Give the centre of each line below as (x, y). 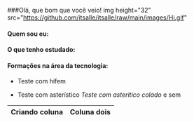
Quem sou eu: (28, 34)
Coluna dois (90, 112)
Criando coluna (37, 112)
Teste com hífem (42, 81)
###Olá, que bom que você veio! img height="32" (79, 10)
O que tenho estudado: (41, 50)
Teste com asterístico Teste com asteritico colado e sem (99, 95)
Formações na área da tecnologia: (58, 65)
